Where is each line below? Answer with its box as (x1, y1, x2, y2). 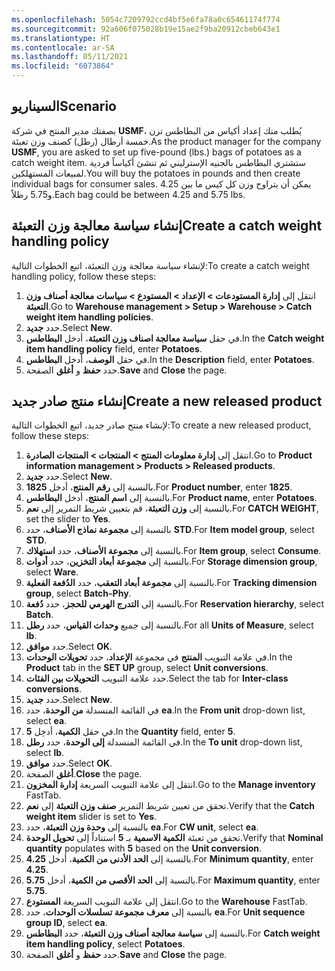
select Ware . (25, 566, 79, 578)
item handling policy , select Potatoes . (25, 938, 186, 950)
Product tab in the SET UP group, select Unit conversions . (25, 662, 269, 674)
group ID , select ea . (25, 917, 108, 929)
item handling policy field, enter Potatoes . (25, 342, 203, 355)
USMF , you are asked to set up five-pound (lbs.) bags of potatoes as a (11, 146, 302, 158)
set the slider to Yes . (25, 513, 111, 525)
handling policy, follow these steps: (11, 270, 157, 282)
